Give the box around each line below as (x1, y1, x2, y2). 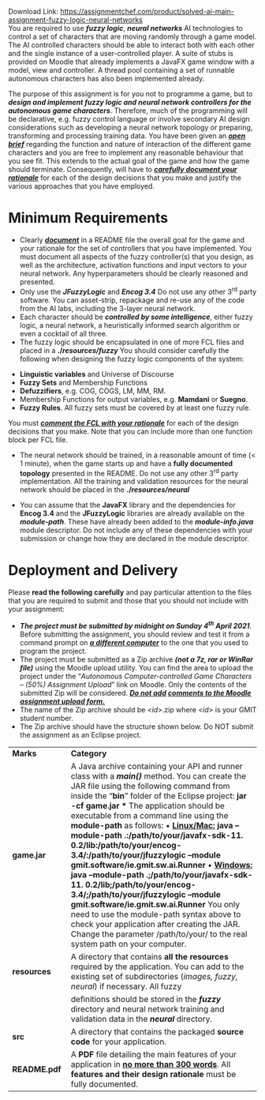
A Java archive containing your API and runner (70, 760, 243, 772)
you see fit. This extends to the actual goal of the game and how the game (8, 156, 250, 165)
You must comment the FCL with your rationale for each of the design (8, 418, 239, 427)
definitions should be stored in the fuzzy (70, 993, 222, 1004)
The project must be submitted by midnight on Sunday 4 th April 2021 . (19, 620, 252, 630)
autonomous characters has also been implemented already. (8, 74, 205, 83)
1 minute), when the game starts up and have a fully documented (19, 458, 233, 468)
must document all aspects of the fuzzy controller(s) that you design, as (19, 252, 254, 261)
